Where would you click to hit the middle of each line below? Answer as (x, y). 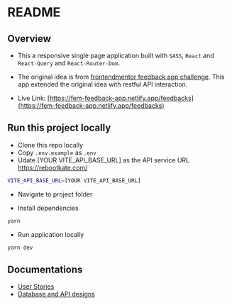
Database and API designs (56, 294)
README (34, 12)
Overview (29, 39)
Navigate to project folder (55, 194)
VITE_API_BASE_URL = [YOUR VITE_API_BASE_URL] (74, 181)
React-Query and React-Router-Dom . (69, 63)
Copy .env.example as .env (57, 152)
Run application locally (51, 234)
